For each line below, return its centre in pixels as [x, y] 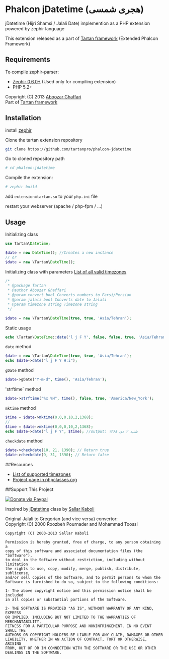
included [14, 595]
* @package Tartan [27, 286]
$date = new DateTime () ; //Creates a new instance [59, 253]
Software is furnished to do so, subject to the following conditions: [82, 582]
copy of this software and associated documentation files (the [74, 551]
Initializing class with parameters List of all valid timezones [66, 271]
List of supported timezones [42, 474]
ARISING [13, 644]
